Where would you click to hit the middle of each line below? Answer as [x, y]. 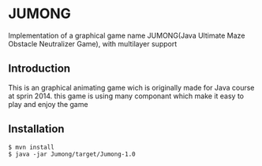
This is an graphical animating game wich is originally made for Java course [131, 87]
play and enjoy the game [48, 104]
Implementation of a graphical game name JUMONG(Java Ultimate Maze [127, 35]
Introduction [39, 69]
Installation [36, 129]
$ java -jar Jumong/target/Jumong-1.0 [72, 154]
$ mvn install [32, 147]
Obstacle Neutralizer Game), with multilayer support [93, 43]
